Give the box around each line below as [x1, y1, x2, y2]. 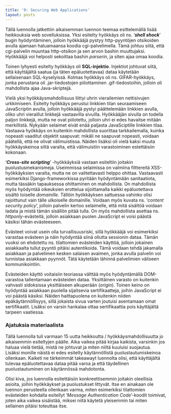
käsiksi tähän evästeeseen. [5, 218, 62, 225]
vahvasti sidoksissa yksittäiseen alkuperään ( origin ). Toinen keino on [5, 282, 150, 288]
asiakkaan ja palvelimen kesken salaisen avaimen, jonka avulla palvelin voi [5, 250, 161, 256]
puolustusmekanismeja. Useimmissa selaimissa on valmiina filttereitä [5, 164, 150, 171]
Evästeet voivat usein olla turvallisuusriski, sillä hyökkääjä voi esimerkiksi [5, 228, 158, 235]
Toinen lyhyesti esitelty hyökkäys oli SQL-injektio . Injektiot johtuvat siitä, [5, 63, 158, 69]
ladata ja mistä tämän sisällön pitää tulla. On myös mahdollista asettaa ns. [5, 208, 160, 214]
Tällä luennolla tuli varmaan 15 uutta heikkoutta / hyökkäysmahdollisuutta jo [5, 333, 163, 339]
